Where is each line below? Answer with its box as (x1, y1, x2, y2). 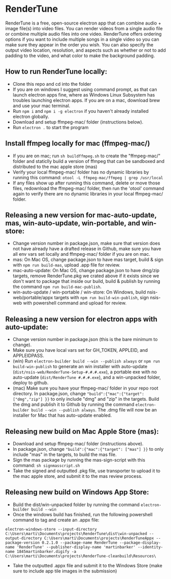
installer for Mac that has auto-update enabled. (12, 412, 112, 419)
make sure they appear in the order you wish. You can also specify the (5, 41, 154, 47)
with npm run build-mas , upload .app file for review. (12, 262, 121, 268)
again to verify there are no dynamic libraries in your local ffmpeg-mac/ (12, 190, 163, 197)
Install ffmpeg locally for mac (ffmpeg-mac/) (5, 139, 151, 148)
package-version (5, 540, 40, 545)
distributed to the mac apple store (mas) (12, 163, 97, 170)
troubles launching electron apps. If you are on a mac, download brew (12, 97, 160, 103)
